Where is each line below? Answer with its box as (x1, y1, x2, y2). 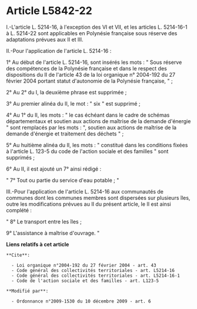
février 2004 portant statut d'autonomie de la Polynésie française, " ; (6, 77, 173, 84)
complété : (6, 206, 32, 213)
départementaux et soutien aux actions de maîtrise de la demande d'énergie (6, 117, 191, 124)
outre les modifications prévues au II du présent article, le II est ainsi (6, 201, 172, 208)
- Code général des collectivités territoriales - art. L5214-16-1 (11, 273, 181, 279)
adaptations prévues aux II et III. (6, 36, 84, 43)
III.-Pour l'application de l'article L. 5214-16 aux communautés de (6, 188, 163, 195)
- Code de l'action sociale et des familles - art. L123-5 (11, 277, 159, 284)
